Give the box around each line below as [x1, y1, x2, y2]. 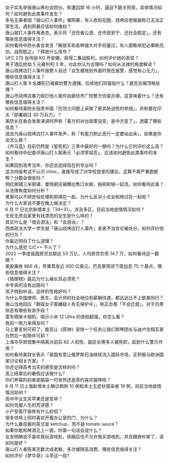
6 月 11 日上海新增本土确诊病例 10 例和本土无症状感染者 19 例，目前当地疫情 [5, 383, 162, 389]
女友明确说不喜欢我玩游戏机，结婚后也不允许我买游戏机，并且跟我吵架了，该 [5, 434, 164, 439]
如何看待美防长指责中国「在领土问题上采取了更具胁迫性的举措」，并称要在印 [5, 106, 162, 111]
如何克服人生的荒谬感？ [5, 402, 54, 408]
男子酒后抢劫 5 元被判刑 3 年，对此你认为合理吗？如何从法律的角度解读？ [5, 61, 157, 67]
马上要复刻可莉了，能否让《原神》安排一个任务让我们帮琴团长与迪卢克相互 [5, 326, 159, 332]
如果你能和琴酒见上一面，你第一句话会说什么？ [5, 427, 102, 433]
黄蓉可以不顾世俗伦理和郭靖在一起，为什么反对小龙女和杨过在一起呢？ [5, 194, 151, 199]
